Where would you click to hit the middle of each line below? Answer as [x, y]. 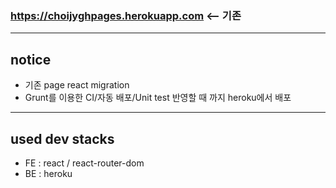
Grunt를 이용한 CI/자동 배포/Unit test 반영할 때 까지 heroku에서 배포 [158, 98]
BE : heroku [48, 173]
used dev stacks [62, 138]
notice [31, 59]
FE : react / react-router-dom [84, 163]
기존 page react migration [77, 85]
